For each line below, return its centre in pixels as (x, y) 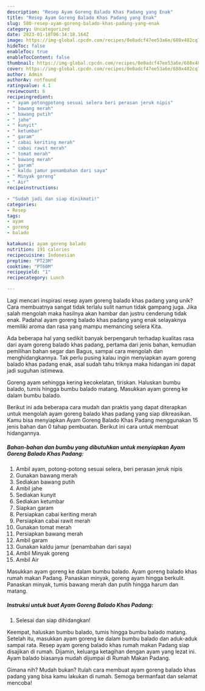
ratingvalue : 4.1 (29, 86)
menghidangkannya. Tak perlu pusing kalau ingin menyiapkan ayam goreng (102, 358)
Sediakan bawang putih (45, 482)
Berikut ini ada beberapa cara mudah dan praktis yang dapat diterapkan (97, 407)
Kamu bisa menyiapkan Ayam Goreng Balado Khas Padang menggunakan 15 (102, 420)
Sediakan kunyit (36, 495)
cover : (15, 69)
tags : (14, 216)
